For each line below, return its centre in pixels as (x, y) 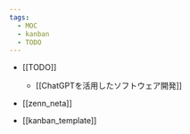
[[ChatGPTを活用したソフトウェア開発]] (109, 86)
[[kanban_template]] (59, 121)
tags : (19, 17)
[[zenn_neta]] (47, 104)
